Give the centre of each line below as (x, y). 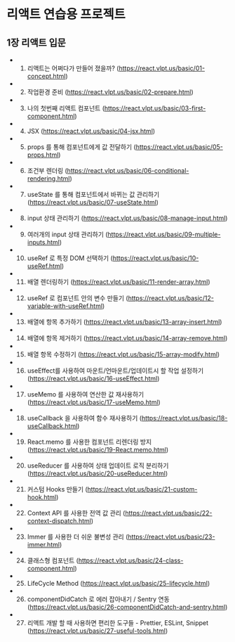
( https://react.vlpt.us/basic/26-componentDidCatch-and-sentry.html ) (127, 607)
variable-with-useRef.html (65, 306)
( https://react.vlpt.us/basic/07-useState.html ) (93, 202)
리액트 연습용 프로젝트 (66, 14)
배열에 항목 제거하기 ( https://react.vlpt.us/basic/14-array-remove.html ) (127, 338)
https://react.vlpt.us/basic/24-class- (131, 560)
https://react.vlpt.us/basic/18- (184, 418)
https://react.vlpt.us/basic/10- (156, 258)
